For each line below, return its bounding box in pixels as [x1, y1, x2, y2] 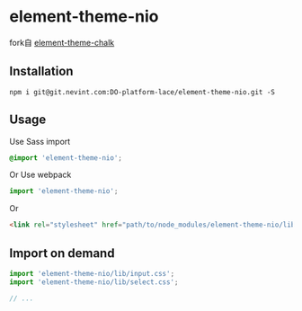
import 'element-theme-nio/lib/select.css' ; [9, 277, 179, 287]
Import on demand [9, 245, 115, 261]
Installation [9, 64, 74, 79]
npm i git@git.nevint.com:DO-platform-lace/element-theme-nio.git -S [9, 87, 276, 96]
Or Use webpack [9, 169, 72, 181]
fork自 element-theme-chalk [9, 37, 115, 48]
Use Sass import [9, 136, 71, 147]
